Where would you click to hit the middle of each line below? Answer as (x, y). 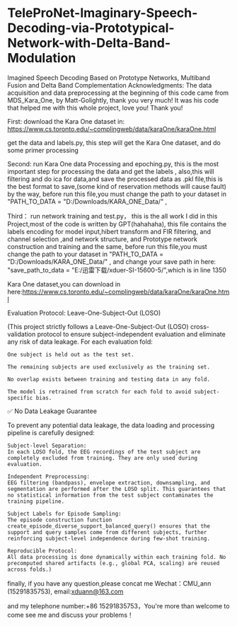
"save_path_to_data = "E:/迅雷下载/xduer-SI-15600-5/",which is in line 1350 (117, 269)
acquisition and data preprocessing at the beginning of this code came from (118, 93)
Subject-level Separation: (47, 446)
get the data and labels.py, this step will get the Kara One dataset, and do (114, 142)
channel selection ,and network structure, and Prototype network (103, 239)
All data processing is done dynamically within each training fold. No (117, 557)
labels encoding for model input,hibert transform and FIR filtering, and (109, 231)
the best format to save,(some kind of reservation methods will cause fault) (117, 186)
